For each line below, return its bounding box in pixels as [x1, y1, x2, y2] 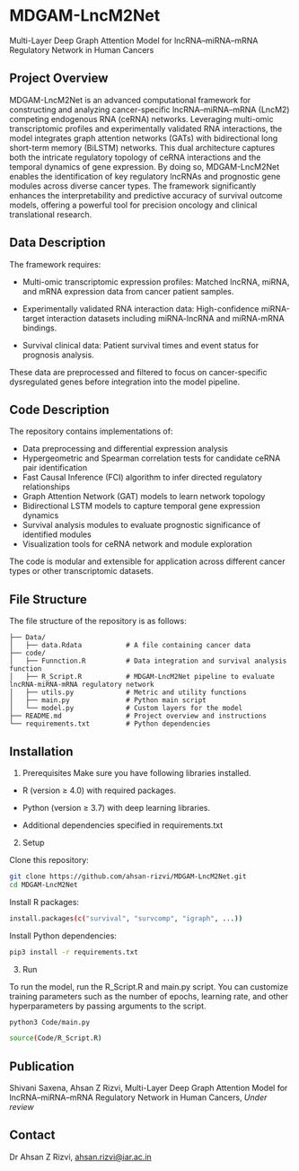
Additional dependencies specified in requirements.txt [22, 820, 224, 831]
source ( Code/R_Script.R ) [9, 1034, 102, 1043]
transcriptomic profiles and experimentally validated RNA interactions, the [9, 123, 283, 134]
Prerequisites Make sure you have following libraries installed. [22, 768, 251, 778]
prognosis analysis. [22, 349, 94, 360]
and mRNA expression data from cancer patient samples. [22, 286, 234, 296]
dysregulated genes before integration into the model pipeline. [9, 376, 241, 387]
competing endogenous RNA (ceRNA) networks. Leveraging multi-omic [9, 113, 274, 124]
